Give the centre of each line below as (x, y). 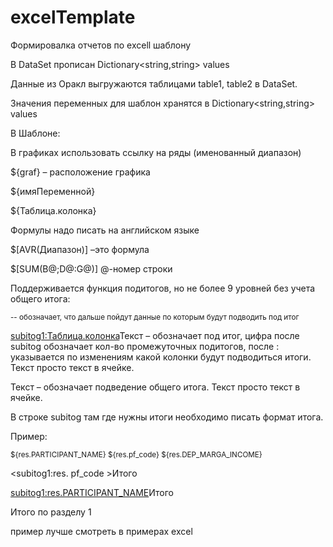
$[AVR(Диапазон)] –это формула (80, 249)
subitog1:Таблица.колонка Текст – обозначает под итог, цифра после (155, 335)
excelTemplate (73, 17)
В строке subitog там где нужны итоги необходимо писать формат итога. (167, 417)
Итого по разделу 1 (51, 512)
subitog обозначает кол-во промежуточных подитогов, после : (145, 346)
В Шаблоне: (35, 133)
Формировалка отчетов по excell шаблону (101, 45)
